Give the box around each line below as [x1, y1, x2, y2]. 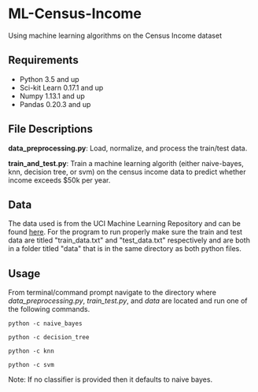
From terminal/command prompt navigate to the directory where [8, 288, 217, 298]
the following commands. [8, 305, 90, 314]
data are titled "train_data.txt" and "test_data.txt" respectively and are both [8, 235, 250, 245]
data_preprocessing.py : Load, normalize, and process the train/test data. [8, 143, 248, 153]
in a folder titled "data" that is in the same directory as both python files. [8, 244, 241, 253]
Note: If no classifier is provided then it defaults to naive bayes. [8, 375, 213, 384]
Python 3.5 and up [19, 74, 80, 83]
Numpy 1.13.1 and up [19, 91, 85, 101]
